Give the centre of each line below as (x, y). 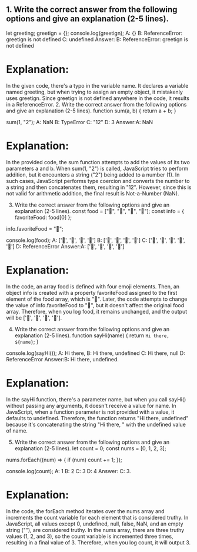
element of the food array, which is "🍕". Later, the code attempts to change (97, 299)
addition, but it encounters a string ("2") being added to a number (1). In (93, 174)
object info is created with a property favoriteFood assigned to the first (92, 292)
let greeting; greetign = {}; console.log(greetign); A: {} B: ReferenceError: (94, 33)
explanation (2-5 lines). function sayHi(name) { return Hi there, (92, 335)
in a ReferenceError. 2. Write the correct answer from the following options (96, 104)
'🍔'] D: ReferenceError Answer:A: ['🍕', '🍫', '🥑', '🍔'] (65, 246)
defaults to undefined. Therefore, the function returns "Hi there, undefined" (98, 418)
